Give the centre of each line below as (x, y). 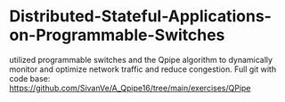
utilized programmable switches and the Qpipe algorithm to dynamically (141, 59)
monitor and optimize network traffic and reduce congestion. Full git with (143, 69)
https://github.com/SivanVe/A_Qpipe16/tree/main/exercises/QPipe (130, 88)
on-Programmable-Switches (117, 35)
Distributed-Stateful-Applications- (140, 16)
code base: (30, 78)
